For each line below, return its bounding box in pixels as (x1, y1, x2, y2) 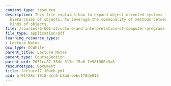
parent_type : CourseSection (5, 54, 65, 60)
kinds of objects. (10, 21, 49, 27)
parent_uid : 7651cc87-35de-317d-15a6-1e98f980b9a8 (5, 59, 115, 64)
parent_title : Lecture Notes (5, 50, 67, 55)
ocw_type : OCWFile (5, 45, 44, 50)
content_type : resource (5, 7, 56, 13)
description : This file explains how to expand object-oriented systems (5, 12, 163, 17)
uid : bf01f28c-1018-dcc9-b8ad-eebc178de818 (5, 73, 99, 78)
